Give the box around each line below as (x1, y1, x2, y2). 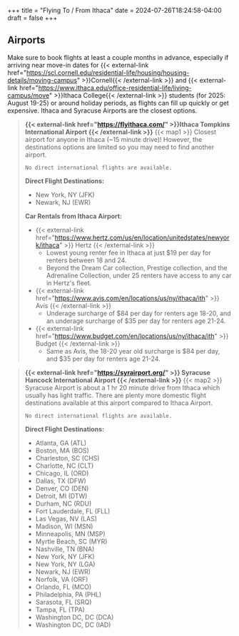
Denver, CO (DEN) (35, 484, 89, 493)
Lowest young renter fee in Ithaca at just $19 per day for (46, 248, 211, 257)
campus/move (7, 91, 50, 99)
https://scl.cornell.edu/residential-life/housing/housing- (26, 68, 190, 77)
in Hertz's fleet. (46, 278, 92, 287)
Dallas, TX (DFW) (35, 476, 87, 485)
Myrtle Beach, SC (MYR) (35, 537, 108, 545)
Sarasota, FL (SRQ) (35, 597, 92, 606)
